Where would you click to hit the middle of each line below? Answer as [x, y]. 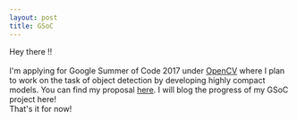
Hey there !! [31, 51]
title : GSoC [31, 26]
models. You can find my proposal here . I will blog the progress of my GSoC [149, 90]
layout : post [34, 17]
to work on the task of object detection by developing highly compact [137, 80]
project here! [33, 99]
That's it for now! [41, 108]
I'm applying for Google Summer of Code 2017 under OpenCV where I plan [147, 70]
